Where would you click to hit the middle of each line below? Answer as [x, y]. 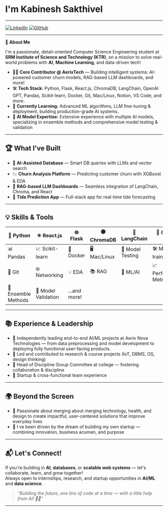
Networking [49, 275]
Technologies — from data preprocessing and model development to [83, 344]
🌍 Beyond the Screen [39, 396]
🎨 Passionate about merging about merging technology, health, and [82, 411]
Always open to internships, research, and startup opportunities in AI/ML [80, 478]
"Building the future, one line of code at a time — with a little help [85, 493]
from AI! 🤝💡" [30, 499]
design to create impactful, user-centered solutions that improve [79, 416]
